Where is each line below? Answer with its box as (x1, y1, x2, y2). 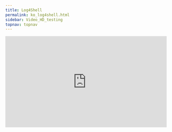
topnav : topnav (5, 22, 38, 27)
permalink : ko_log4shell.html (5, 12, 70, 17)
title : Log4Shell (5, 7, 42, 13)
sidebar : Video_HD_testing (5, 17, 63, 22)
